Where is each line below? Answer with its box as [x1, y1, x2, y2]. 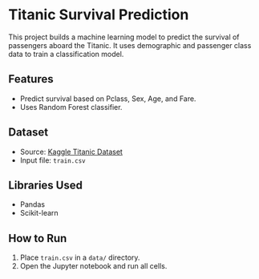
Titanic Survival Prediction [8, 6, 189, 24]
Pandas [19, 200, 46, 209]
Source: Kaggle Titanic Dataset [19, 147, 123, 156]
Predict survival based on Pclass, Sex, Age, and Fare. [19, 94, 196, 103]
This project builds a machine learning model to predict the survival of [8, 32, 240, 42]
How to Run [8, 231, 67, 245]
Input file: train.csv [19, 155, 86, 165]
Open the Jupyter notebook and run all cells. [19, 261, 168, 271]
